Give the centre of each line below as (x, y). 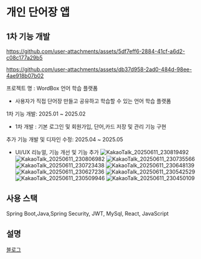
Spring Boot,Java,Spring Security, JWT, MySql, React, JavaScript (88, 213)
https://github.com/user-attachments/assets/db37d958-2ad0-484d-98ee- (99, 69)
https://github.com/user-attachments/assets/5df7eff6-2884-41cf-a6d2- (96, 51)
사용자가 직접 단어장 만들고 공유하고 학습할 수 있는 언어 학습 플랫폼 (93, 101)
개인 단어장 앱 (38, 12)
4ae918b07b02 (25, 76)
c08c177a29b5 (25, 58)
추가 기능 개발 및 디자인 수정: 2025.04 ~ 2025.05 (65, 139)
